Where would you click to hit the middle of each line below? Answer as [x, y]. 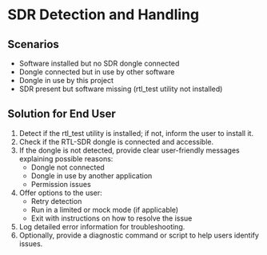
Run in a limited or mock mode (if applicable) [105, 209]
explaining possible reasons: [66, 158]
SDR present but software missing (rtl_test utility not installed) [121, 89]
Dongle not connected [68, 167]
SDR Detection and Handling [104, 15]
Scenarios [33, 44]
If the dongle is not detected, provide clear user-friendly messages [130, 150]
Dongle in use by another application [92, 175]
